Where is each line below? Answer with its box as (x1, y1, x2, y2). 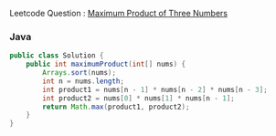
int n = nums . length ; (42, 77, 125, 86)
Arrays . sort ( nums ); (42, 68, 117, 78)
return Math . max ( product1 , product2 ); (42, 102, 190, 111)
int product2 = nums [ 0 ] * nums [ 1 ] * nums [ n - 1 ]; (42, 93, 235, 103)
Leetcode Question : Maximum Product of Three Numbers (9, 8, 228, 18)
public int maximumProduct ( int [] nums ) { (26, 59, 186, 69)
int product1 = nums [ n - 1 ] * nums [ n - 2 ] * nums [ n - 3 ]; (42, 85, 268, 94)
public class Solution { (9, 51, 104, 60)
